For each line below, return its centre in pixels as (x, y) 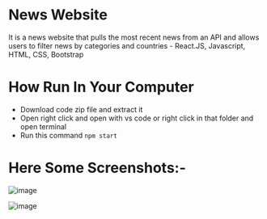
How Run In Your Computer (101, 87)
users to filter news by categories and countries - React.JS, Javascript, (127, 45)
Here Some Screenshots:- (97, 168)
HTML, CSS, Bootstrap (46, 54)
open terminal (43, 126)
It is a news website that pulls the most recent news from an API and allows (134, 37)
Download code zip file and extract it (81, 109)
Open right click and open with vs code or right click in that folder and (137, 118)
